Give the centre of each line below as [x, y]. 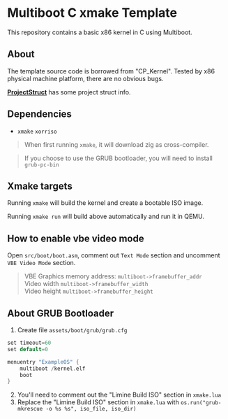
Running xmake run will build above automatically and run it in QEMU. [106, 216]
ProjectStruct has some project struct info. [69, 92]
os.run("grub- [201, 403]
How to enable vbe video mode [76, 238]
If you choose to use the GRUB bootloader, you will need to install [118, 158]
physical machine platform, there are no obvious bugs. [85, 78]
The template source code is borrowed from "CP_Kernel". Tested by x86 [111, 71]
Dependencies [39, 114]
